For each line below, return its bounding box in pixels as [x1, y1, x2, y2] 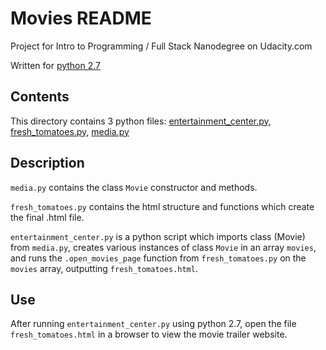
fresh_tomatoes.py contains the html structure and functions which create [10, 200, 315, 212]
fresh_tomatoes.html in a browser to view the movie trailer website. [10, 328, 288, 341]
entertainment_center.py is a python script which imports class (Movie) [10, 230, 306, 242]
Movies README [10, 7, 152, 30]
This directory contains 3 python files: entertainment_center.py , [10, 115, 272, 127]
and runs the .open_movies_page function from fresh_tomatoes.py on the [10, 252, 307, 264]
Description [10, 155, 85, 172]
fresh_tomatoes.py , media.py [10, 125, 130, 137]
